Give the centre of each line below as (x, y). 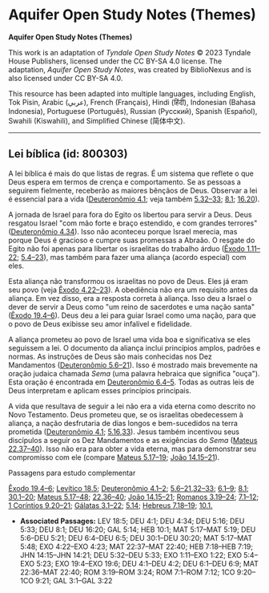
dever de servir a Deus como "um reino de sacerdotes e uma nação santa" (131, 307)
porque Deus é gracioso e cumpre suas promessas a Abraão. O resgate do (132, 240)
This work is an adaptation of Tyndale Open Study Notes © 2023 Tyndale (130, 52)
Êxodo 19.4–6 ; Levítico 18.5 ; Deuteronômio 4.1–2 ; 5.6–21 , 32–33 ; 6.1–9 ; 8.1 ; (129, 488)
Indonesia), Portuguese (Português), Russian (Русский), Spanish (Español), (133, 111)
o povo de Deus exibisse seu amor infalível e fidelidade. (100, 323)
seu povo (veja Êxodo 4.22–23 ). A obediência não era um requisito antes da (133, 290)
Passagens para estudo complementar (72, 473)
